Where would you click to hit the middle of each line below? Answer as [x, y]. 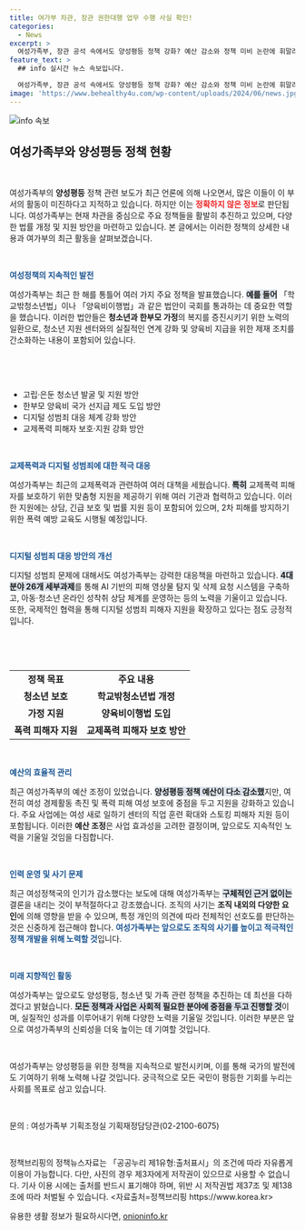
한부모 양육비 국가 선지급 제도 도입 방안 [92, 406]
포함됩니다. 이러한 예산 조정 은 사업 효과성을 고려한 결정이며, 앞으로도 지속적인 [146, 826]
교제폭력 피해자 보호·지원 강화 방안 [83, 429]
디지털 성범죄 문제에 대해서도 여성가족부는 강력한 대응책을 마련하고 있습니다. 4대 [151, 575]
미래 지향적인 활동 [41, 976]
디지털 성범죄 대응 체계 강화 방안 [79, 417]
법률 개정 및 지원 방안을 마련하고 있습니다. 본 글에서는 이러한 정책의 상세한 [149, 227]
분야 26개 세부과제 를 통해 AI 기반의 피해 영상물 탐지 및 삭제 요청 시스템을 [138, 586]
